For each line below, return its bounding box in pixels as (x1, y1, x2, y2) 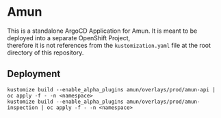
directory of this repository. (7, 48, 84, 57)
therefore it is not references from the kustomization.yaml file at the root (7, 41, 211, 49)
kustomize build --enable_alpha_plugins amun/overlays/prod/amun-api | (7, 86, 216, 93)
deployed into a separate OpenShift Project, (7, 33, 131, 42)
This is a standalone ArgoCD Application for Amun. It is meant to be (7, 27, 198, 35)
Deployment (7, 68, 61, 80)
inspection (7, 104, 38, 111)
